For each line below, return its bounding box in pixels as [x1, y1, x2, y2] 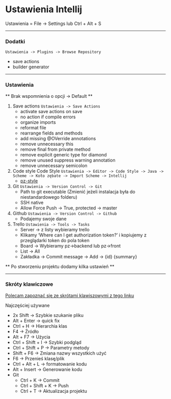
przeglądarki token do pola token [20, 237, 90, 243]
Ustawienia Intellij [5, 4, 82, 15]
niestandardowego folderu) [20, 194, 78, 200]
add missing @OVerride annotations [20, 135, 96, 141]
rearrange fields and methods [20, 130, 83, 136]
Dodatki [5, 38, 25, 45]
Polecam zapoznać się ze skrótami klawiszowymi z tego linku [5, 292, 134, 299]
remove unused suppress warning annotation [20, 157, 116, 163]
